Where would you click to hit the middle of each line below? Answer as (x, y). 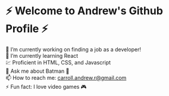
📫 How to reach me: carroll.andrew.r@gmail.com (66, 78)
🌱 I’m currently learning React (42, 55)
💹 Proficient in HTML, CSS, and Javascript (58, 62)
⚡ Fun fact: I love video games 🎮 (46, 86)
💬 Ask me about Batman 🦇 (37, 71)
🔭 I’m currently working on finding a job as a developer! (73, 49)
